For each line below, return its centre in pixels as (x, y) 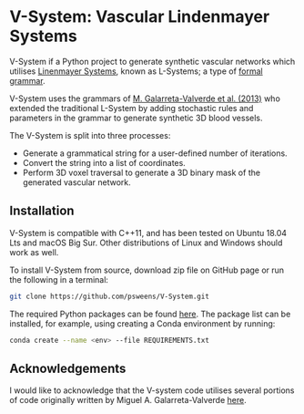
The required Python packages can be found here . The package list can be (150, 314)
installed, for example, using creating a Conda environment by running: (142, 323)
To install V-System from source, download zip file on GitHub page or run (147, 270)
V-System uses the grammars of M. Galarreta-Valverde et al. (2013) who (145, 98)
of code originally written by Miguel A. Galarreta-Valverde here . (128, 400)
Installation (42, 211)
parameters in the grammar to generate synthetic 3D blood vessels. (136, 118)
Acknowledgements (68, 368)
